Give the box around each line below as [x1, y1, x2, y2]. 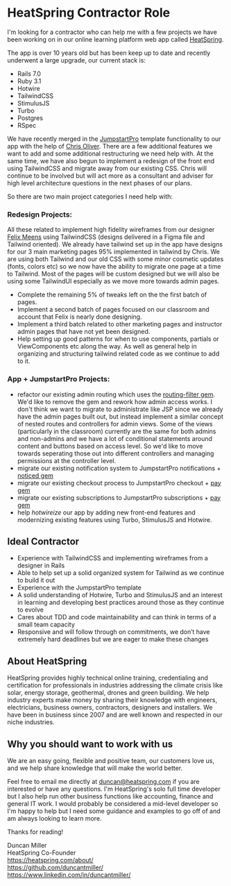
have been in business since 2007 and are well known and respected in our [7, 710, 223, 719]
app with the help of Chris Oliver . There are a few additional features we [7, 142, 213, 150]
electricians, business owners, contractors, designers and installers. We [7, 703, 213, 712]
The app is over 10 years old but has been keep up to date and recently [7, 49, 211, 57]
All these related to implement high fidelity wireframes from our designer [7, 226, 215, 234]
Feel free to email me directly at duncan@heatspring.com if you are [7, 777, 200, 785]
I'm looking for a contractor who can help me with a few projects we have [7, 28, 217, 36]
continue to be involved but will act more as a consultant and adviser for [7, 172, 214, 180]
